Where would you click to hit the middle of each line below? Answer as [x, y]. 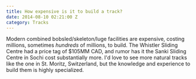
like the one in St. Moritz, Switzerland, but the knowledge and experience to [98, 64]
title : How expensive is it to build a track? [64, 11]
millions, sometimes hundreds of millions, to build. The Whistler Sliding [92, 45]
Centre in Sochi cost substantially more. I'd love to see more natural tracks [97, 58]
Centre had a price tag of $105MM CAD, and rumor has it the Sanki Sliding [97, 51]
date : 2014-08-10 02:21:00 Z [42, 17]
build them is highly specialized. [45, 70]
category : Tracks [27, 22]
